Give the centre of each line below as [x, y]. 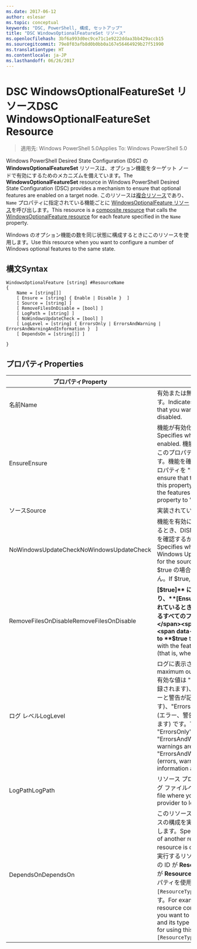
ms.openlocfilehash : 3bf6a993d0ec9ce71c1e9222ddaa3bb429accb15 [85, 39]
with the [168, 646]
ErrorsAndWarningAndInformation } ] [52, 329]
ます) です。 [173, 724]
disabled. [169, 417]
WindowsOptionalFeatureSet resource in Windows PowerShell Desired [93, 182]
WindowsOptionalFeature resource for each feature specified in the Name [94, 217]
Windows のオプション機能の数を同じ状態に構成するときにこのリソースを [95, 235]
